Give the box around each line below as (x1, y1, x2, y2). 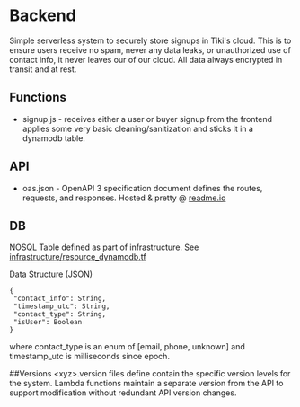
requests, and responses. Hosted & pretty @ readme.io (22, 192, 226, 203)
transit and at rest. (9, 64, 77, 75)
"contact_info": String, (13, 294, 106, 304)
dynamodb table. (22, 132, 85, 144)
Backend (9, 5, 76, 26)
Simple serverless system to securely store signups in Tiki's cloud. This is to (9, 35, 292, 46)
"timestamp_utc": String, (13, 302, 110, 311)
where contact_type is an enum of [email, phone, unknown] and (9, 341, 245, 352)
